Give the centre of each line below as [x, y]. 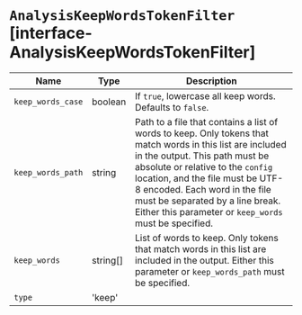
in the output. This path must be [202, 156]
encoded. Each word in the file [207, 189]
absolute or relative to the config [204, 166]
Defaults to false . [172, 107]
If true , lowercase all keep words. [205, 95]
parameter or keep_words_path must [209, 271]
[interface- [51, 33]
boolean [109, 102]
